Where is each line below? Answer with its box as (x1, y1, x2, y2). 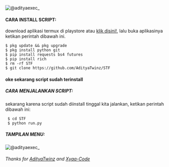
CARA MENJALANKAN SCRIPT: (5, 88, 73, 94)
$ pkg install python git (5, 47, 60, 53)
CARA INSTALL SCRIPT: (5, 16, 57, 22)
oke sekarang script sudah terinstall (5, 76, 83, 82)
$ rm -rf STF (5, 61, 33, 66)
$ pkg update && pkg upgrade (5, 43, 67, 49)
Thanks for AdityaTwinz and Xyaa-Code (5, 156, 90, 162)
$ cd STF (7, 116, 26, 121)
